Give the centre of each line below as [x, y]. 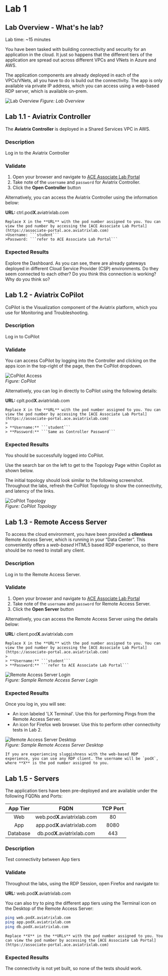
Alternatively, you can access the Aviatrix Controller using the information [81, 198]
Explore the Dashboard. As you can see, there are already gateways [75, 263]
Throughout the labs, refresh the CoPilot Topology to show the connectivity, [84, 486]
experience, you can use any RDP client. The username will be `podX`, [82, 759]
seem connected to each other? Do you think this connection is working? [81, 274]
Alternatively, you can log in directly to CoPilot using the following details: [81, 391]
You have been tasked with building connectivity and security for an [76, 49]
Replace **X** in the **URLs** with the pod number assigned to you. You [84, 936]
